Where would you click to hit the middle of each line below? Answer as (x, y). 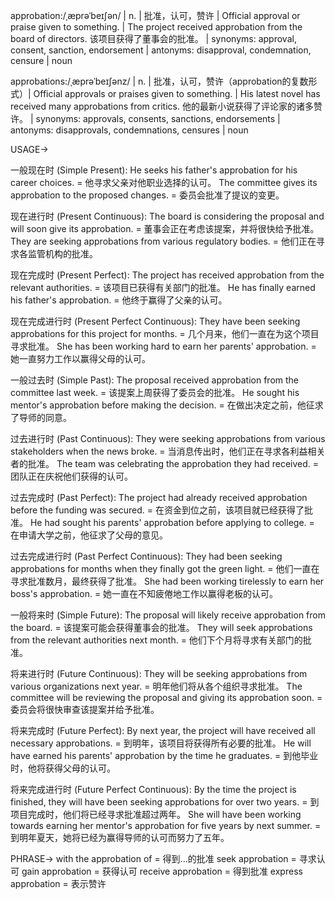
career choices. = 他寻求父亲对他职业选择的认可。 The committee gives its (164, 182)
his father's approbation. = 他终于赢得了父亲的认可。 (119, 300)
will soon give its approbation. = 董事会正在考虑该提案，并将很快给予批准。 (165, 228)
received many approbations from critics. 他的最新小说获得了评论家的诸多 (162, 106)
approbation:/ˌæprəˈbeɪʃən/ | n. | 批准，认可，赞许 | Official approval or (155, 15)
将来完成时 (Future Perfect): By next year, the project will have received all (163, 730)
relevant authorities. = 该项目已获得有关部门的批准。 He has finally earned (163, 287)
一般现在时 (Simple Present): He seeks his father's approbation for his (154, 170)
